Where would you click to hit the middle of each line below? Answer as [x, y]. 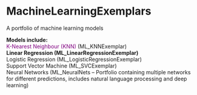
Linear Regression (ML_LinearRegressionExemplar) [72, 52]
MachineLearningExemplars [79, 11]
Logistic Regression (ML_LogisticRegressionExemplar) [74, 59]
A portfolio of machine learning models [55, 28]
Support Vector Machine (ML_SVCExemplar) [62, 66]
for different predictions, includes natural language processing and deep [97, 79]
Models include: [27, 40]
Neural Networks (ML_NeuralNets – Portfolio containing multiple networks [98, 72]
